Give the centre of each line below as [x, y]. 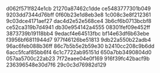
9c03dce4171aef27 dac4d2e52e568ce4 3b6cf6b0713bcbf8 [79, 21]
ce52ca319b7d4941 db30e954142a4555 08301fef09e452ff [78, 27]
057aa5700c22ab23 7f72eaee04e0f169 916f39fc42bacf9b [78, 59]
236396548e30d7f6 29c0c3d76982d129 [56, 65]
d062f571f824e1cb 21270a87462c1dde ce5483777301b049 [79, 9]
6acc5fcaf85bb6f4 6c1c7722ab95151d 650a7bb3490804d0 [79, 52]
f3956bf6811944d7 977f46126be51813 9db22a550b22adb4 [79, 40]
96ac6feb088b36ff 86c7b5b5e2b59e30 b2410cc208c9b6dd [80, 46]
